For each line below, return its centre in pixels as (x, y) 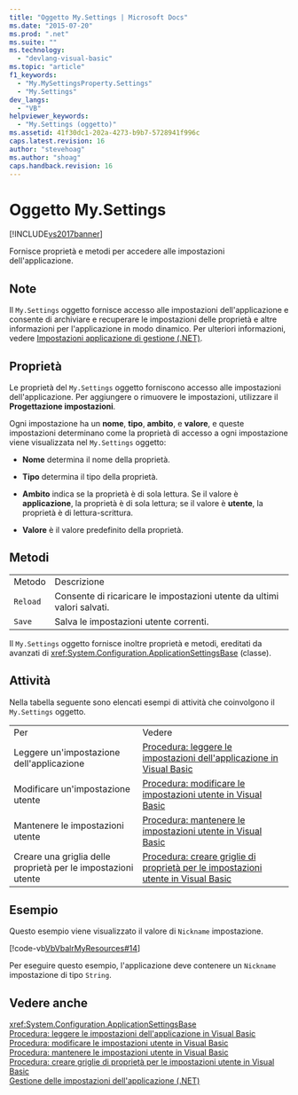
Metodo (30, 582)
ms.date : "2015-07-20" (51, 26)
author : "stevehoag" (47, 149)
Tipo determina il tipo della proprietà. (90, 476)
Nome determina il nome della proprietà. (96, 459)
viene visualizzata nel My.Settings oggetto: (88, 442)
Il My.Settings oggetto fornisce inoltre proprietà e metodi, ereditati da (136, 643)
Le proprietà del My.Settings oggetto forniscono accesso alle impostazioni (145, 387)
